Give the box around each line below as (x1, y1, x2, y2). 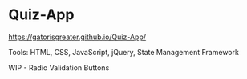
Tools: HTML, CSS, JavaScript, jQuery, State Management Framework (8, 47, 239, 57)
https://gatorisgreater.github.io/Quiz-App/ (8, 32, 147, 41)
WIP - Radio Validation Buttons (8, 62, 110, 73)
